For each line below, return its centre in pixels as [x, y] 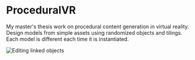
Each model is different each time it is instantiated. [67, 39]
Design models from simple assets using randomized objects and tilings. [94, 32]
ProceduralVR [41, 10]
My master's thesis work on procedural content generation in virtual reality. [97, 26]
